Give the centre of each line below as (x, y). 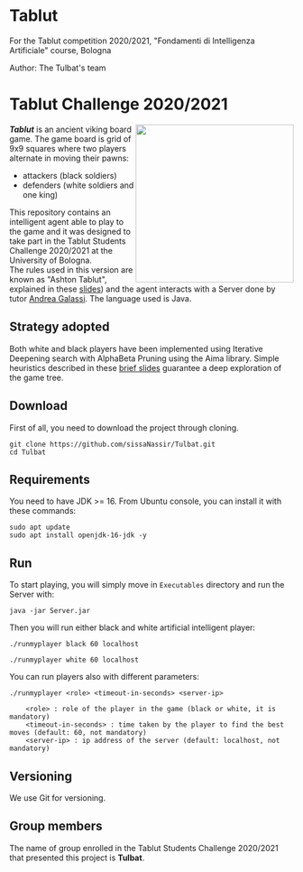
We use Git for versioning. (58, 798)
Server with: (32, 594)
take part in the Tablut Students (68, 241)
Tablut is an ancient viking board (71, 129)
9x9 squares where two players (68, 148)
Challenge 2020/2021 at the (61, 250)
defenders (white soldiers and (78, 185)
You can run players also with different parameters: (105, 677)
